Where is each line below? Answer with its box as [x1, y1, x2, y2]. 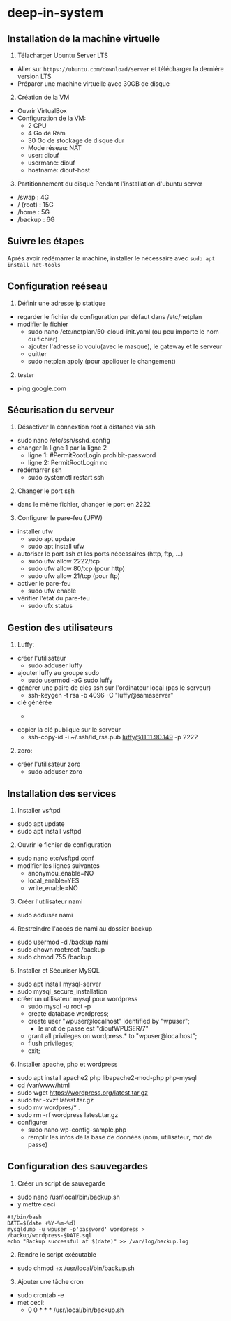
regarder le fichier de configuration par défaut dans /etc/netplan [17, 312, 202, 320]
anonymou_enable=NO [27, 869, 94, 878]
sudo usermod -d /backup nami [17, 938, 109, 947]
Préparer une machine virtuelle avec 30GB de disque [17, 80, 170, 88]
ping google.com [17, 384, 66, 392]
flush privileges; [27, 1039, 75, 1048]
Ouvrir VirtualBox [17, 107, 68, 115]
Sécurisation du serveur [7, 404, 115, 416]
